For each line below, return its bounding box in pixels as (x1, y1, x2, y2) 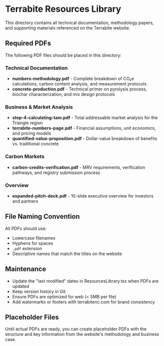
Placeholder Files (5, 313, 59, 321)
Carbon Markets (5, 153, 45, 160)
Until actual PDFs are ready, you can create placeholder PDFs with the (5, 326, 147, 332)
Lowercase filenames (12, 235, 55, 241)
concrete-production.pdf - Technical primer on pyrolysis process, (12, 86, 147, 92)
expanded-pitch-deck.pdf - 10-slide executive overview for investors (12, 193, 154, 199)
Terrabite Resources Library (5, 3, 121, 15)
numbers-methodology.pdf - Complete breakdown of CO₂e (12, 76, 134, 82)
